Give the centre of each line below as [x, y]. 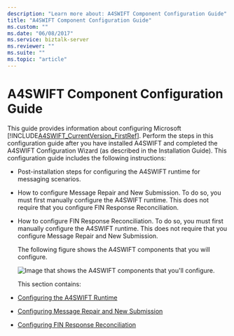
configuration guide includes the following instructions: [87, 157]
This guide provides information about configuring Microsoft [94, 128]
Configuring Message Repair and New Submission [90, 311]
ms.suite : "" [26, 53]
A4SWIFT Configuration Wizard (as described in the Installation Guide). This [117, 150]
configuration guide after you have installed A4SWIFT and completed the [112, 143]
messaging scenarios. [49, 178]
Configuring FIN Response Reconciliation [77, 324]
